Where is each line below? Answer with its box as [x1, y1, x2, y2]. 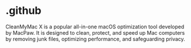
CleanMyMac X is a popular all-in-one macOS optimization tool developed [5, 23, 185, 30]
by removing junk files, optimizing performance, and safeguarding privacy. [5, 35, 186, 42]
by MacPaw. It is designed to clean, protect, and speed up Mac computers [5, 29, 185, 36]
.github [5, 4, 42, 17]
